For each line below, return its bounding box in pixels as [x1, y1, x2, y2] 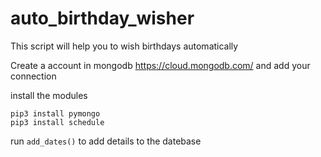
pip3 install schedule [10, 117, 105, 127]
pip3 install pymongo [10, 108, 101, 119]
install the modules [10, 89, 88, 101]
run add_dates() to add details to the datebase [10, 135, 202, 147]
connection [10, 70, 57, 82]
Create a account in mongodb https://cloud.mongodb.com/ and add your [10, 59, 311, 71]
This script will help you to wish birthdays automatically [10, 40, 239, 52]
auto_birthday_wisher [10, 7, 195, 30]
